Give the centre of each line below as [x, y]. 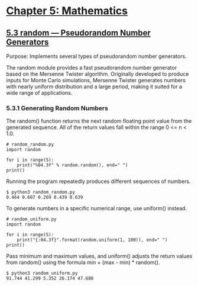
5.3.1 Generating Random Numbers [57, 108]
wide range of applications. [39, 93]
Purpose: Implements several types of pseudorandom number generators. [97, 56]
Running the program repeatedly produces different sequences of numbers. [98, 181]
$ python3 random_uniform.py [42, 274]
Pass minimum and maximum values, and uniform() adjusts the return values [99, 256]
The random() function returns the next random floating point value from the [99, 121]
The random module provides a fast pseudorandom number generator [92, 68]
